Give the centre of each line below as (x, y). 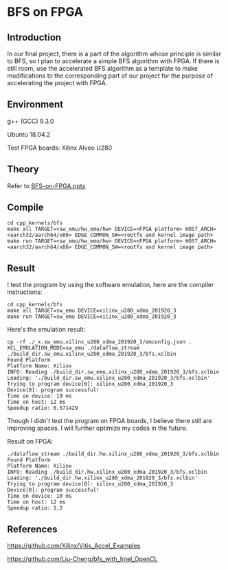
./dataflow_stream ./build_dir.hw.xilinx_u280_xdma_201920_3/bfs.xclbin (113, 454)
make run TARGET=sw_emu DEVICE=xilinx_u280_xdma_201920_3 (92, 317)
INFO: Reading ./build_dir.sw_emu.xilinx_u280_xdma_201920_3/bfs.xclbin (113, 372)
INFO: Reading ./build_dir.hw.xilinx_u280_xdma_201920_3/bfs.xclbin (107, 472)
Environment (35, 105)
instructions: (25, 292)
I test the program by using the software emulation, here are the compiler (111, 285)
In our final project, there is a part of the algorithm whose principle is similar (114, 54)
